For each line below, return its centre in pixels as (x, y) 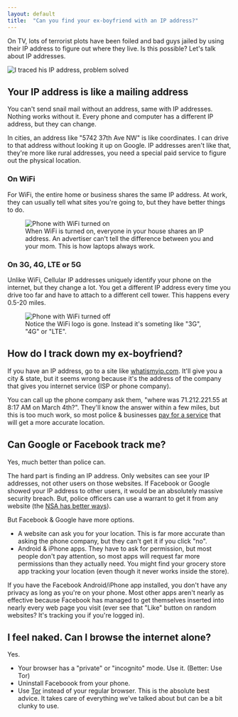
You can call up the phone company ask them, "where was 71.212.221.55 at (117, 399)
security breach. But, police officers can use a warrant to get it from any (113, 498)
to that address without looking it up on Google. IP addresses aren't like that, (119, 146)
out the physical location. (44, 161)
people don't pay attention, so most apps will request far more (109, 556)
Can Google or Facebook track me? (87, 445)
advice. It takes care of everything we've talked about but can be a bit (120, 699)
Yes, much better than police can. (56, 462)
